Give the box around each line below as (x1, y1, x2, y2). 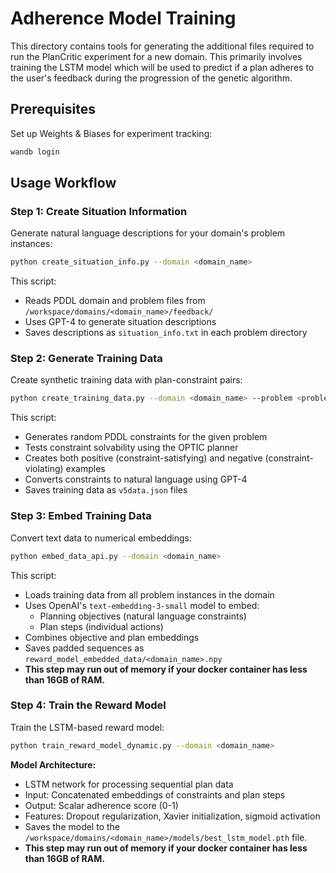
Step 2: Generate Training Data (10, 352, 163, 366)
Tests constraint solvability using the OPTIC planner (24, 442, 239, 454)
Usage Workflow (10, 175, 117, 192)
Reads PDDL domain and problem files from (24, 295, 206, 307)
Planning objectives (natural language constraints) (39, 610, 247, 622)
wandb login (10, 147, 60, 157)
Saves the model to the (24, 820, 120, 832)
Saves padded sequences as (24, 642, 145, 654)
